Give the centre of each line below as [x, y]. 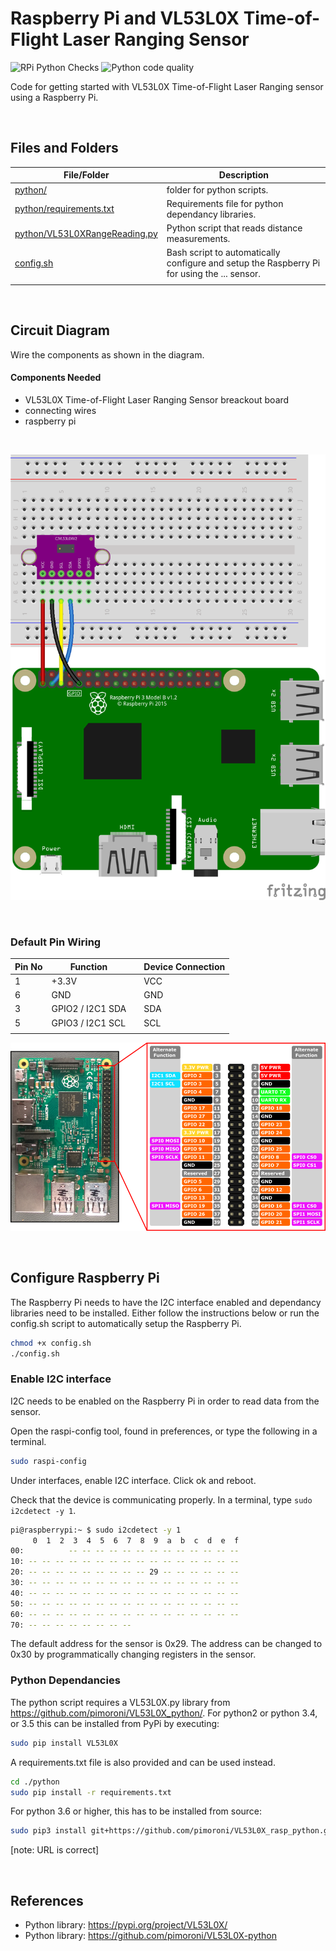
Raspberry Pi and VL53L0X [125, 18]
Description [243, 175]
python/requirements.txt [64, 209]
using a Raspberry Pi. [54, 97]
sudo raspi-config [48, 1461]
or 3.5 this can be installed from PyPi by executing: [115, 1723]
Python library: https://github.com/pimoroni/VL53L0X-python [151, 1936]
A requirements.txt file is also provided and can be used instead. [143, 1762]
